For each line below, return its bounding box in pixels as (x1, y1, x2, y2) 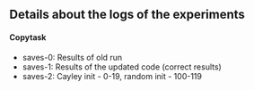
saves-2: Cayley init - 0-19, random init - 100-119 (22, 70, 202, 81)
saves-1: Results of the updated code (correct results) (22, 61, 222, 72)
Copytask (9, 31, 47, 43)
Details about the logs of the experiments (9, 7, 245, 22)
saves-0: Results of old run (22, 52, 123, 62)
